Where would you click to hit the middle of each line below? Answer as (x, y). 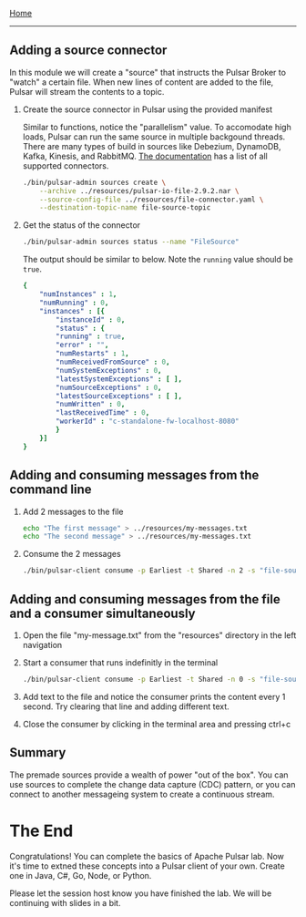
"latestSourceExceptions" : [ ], (119, 396)
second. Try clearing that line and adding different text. (126, 706)
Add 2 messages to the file (73, 511)
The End (41, 831)
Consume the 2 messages (71, 554)
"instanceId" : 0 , (91, 319)
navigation (42, 644)
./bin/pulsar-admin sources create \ (94, 182)
